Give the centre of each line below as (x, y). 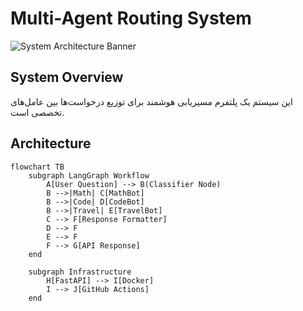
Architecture (51, 143)
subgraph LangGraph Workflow (89, 175)
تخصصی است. (37, 112)
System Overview (67, 77)
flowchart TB (37, 167)
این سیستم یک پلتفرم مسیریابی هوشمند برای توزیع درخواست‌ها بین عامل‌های (151, 101)
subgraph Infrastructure (80, 272)
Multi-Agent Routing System (131, 18)
